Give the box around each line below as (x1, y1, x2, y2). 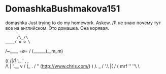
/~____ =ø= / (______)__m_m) (5, 48, 63, 54)
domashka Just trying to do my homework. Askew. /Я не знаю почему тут (5, 20, 161, 26)
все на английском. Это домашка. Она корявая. (5, 25, 109, 31)
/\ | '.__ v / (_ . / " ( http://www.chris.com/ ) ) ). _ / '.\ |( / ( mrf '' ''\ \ (5, 63, 140, 69)
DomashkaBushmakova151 (5, 3, 120, 15)
